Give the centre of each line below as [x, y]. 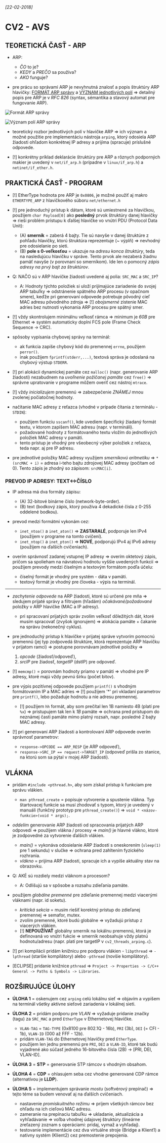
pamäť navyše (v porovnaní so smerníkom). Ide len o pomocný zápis [89, 262]
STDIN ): [19, 412]
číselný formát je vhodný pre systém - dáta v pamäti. [73, 577]
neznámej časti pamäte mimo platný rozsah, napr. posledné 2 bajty [88, 717]
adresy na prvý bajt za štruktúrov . [54, 267]
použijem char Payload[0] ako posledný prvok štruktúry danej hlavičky [85, 215]
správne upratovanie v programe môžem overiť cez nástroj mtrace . [80, 382]
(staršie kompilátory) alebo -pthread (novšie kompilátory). [90, 956]
